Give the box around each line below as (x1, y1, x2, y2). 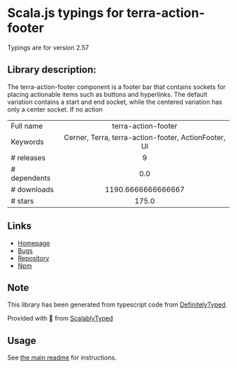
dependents (11, 173, 51, 183)
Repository (17, 254, 49, 262)
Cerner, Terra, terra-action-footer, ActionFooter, (63, 132, 226, 142)
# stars (11, 196, 34, 206)
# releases (11, 153, 46, 162)
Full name (11, 121, 44, 131)
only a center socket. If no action (7, 105, 103, 114)
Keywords (11, 136, 44, 146)
